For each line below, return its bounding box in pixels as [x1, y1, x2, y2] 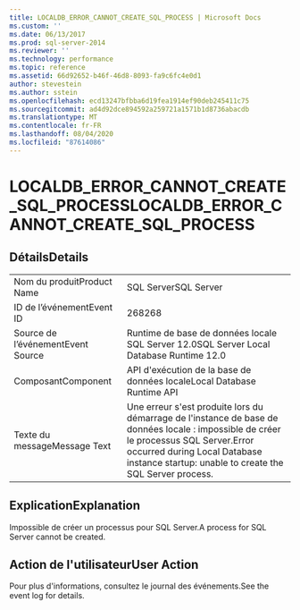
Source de [13, 326, 57, 339]
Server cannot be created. [9, 531, 106, 542]
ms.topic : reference [9, 64, 87, 72]
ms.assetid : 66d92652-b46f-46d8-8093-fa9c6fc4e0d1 [9, 72, 202, 80]
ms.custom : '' [9, 21, 62, 30]
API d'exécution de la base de [126, 363, 252, 376]
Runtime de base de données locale [126, 326, 278, 339]
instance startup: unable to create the [126, 456, 284, 469]
